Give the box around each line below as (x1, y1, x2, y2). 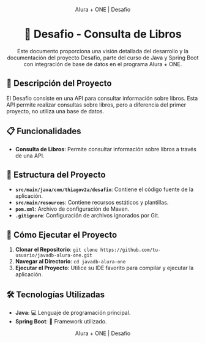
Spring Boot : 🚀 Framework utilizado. (15, 318, 107, 325)
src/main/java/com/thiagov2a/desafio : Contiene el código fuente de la (15, 186, 194, 193)
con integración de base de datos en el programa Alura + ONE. (23, 60, 182, 67)
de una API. (15, 152, 45, 159)
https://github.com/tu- (100, 247, 161, 254)
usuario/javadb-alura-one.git (15, 252, 93, 258)
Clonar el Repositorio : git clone (15, 246, 98, 254)
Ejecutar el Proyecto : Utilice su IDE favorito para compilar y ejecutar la (15, 264, 194, 272)
